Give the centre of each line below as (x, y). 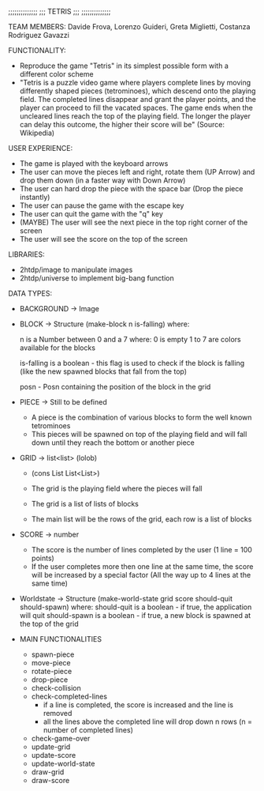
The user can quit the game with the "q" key (91, 214)
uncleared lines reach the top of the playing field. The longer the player (135, 116)
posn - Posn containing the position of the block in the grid (115, 387)
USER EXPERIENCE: (41, 148)
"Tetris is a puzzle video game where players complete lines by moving (135, 83)
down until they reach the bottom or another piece (113, 443)
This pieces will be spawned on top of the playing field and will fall (139, 434)
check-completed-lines (69, 696)
